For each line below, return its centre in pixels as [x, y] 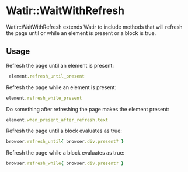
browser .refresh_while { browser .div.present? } [65, 164]
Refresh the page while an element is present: [61, 87]
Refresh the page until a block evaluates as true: [64, 131]
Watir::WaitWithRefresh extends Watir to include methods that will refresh [94, 27]
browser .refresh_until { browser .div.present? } [65, 142]
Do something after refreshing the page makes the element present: [88, 109]
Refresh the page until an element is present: [60, 65]
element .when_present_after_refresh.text [57, 120]
